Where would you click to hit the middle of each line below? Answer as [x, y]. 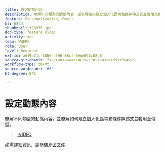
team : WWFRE [17, 42]
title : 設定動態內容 [24, 10]
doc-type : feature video [30, 32]
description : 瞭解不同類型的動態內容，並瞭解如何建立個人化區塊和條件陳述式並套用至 [82, 14]
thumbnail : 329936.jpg [28, 28]
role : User [16, 46]
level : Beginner [22, 51]
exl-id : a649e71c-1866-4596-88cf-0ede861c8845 [54, 55]
